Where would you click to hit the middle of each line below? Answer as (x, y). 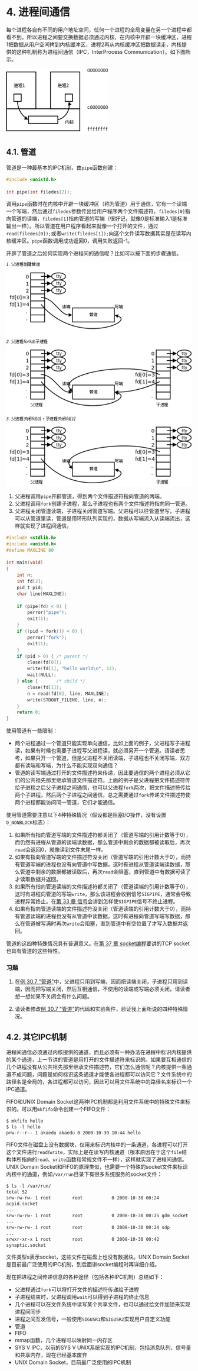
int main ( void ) (25, 562)
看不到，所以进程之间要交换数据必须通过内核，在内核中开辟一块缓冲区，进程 (99, 37)
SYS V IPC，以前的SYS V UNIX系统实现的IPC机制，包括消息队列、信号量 (103, 1348)
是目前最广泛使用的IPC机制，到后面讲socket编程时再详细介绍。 (83, 1265)
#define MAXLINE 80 (30, 550)
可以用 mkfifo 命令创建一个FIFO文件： (66, 1109)
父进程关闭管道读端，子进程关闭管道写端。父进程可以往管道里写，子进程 (102, 511)
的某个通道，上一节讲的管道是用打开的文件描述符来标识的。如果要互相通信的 (99, 1060)
